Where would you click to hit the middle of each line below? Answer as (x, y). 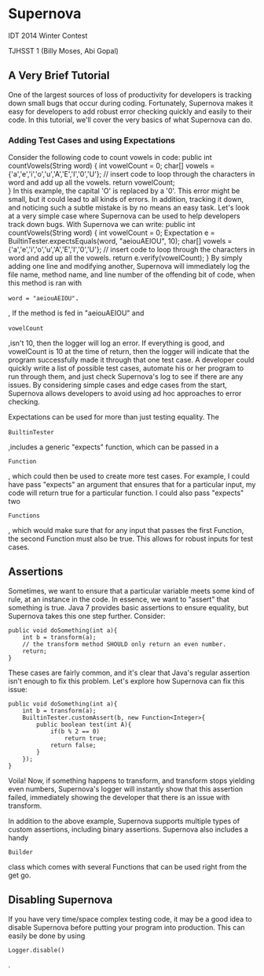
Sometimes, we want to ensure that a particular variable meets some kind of (132, 590)
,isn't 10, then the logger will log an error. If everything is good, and (117, 343)
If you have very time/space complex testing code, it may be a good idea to (130, 918)
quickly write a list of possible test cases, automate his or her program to (126, 368)
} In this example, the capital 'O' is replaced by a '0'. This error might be (124, 191)
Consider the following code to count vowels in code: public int (110, 158)
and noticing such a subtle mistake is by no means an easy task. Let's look (129, 208)
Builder (21, 852)
